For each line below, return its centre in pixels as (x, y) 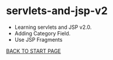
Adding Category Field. (42, 33)
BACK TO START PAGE (34, 51)
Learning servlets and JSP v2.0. (53, 27)
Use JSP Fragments (38, 39)
